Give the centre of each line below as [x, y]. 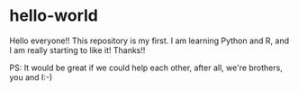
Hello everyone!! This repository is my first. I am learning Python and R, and [149, 41]
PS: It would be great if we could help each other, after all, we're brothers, [146, 68]
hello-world [54, 16]
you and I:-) [31, 77]
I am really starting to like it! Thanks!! [77, 50]
